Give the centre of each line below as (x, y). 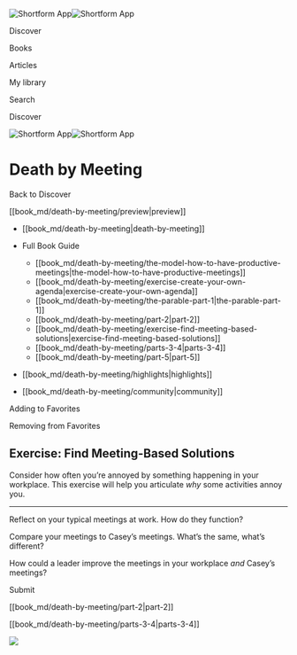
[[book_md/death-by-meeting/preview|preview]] (98, 211)
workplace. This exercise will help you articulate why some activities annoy (146, 484)
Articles (23, 65)
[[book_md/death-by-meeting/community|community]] (122, 391)
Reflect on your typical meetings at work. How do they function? (126, 519)
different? (27, 546)
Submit (22, 589)
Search (22, 99)
